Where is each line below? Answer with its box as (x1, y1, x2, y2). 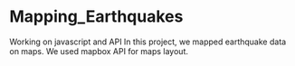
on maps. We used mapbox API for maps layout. (9, 45, 188, 56)
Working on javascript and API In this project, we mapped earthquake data (9, 36, 287, 47)
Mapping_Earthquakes (9, 6, 184, 27)
